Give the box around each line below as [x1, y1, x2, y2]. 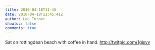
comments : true [5, 26, 37, 31]
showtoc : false [5, 21, 37, 26]
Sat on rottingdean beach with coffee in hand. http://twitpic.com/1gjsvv [5, 39, 150, 45]
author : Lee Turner [5, 16, 46, 21]
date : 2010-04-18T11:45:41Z [5, 12, 63, 17]
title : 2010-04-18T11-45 [5, 7, 56, 12]
